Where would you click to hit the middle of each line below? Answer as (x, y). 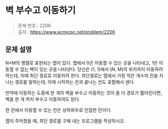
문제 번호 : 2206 (34, 25)
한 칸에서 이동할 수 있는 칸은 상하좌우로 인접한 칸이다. (58, 110)
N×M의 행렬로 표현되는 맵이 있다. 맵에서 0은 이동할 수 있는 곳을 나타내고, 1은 (81, 63)
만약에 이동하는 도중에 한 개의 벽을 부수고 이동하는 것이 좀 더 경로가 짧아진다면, (84, 93)
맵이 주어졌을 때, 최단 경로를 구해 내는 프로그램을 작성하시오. (65, 121)
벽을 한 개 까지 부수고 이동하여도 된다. (43, 99)
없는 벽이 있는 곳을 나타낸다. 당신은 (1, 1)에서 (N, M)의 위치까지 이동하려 (91, 69)
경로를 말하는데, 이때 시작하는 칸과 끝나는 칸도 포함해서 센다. (75, 82)
